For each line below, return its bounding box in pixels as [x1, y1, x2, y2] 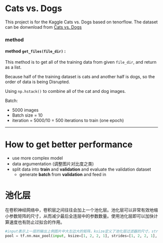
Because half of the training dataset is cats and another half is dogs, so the [5, 74, 155, 80]
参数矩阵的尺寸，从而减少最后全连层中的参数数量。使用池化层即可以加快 [9, 213, 154, 219]
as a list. [5, 64, 22, 70]
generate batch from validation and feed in [19, 172, 107, 177]
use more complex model [12, 155, 63, 161]
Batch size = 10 [12, 112, 43, 118]
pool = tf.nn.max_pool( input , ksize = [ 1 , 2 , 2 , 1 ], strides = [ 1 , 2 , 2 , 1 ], [5, 233, 158, 238]
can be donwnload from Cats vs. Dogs [5, 24, 82, 30]
